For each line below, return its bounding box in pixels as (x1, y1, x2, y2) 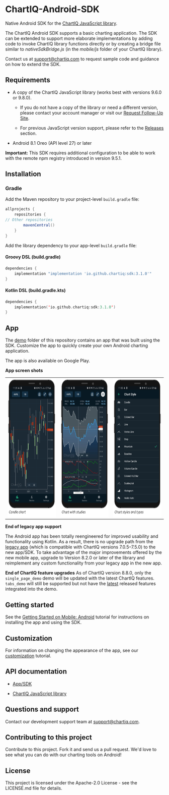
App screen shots (5, 367, 43, 374)
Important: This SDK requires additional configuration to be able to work (5, 150, 156, 156)
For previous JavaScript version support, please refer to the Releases (20, 125, 164, 131)
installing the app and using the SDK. (5, 619, 82, 626)
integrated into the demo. (5, 586, 58, 592)
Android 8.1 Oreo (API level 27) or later (12, 140, 92, 146)
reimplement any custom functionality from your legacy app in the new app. (5, 560, 162, 566)
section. (20, 130, 37, 136)
